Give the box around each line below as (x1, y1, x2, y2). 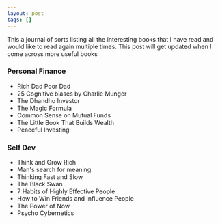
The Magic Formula (16, 104, 72, 112)
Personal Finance (7, 66, 66, 76)
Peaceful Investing (16, 126, 70, 134)
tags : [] (7, 16, 32, 23)
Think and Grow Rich (16, 158, 77, 167)
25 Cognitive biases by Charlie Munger (16, 89, 127, 98)
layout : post (7, 10, 44, 17)
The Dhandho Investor (16, 96, 80, 104)
